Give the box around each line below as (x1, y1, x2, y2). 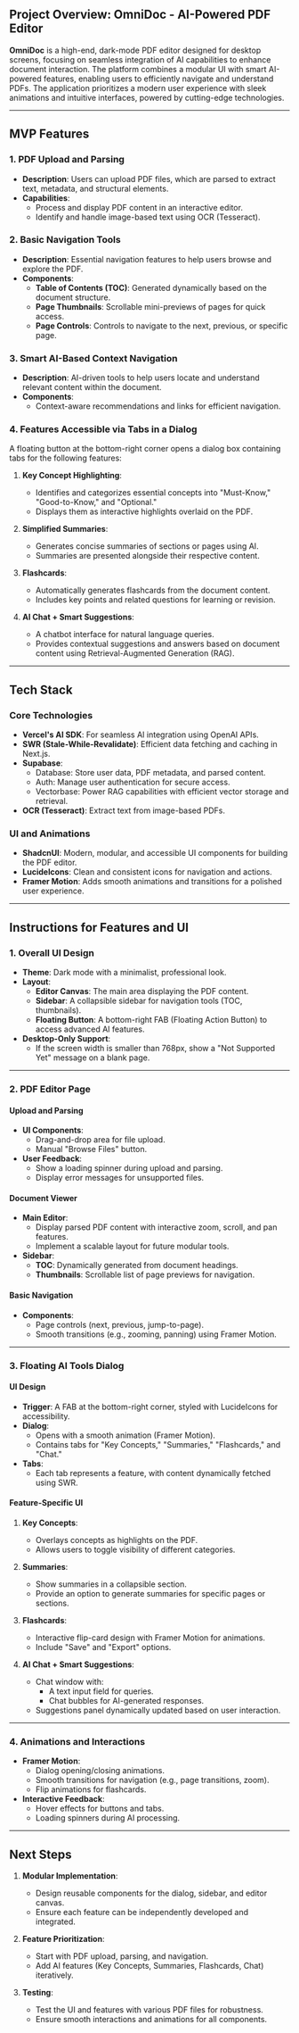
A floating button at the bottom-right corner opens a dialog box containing (9, 444, 281, 454)
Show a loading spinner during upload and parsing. (35, 1163, 223, 1174)
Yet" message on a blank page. (35, 1052, 150, 1063)
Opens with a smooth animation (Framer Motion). (35, 1430, 216, 1440)
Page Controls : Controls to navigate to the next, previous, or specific (35, 320, 288, 331)
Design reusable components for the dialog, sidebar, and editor (35, 1888, 268, 1899)
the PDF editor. (21, 857, 77, 868)
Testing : (21, 1987, 53, 1998)
